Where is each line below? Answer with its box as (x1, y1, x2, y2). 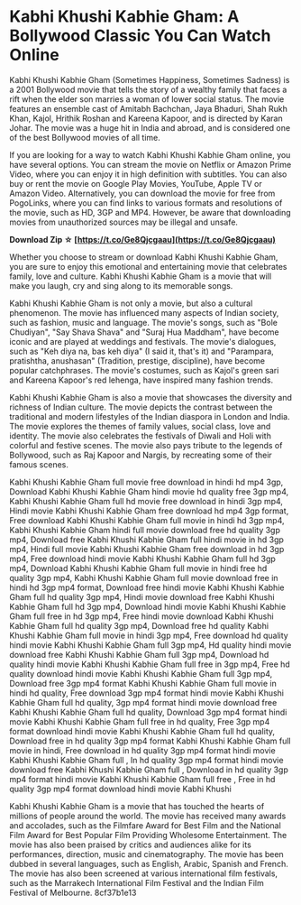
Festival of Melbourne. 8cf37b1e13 (9, 887, 137, 898)
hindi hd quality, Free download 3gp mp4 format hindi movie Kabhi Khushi (9, 688, 284, 698)
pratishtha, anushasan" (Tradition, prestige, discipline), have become (9, 355, 266, 366)
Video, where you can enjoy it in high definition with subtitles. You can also (9, 169, 287, 180)
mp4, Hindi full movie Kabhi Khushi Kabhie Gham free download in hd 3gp (9, 543, 285, 554)
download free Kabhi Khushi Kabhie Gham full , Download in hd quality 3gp (9, 764, 288, 775)
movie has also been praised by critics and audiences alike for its (9, 839, 252, 850)
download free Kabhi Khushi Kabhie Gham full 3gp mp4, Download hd (9, 649, 269, 660)
